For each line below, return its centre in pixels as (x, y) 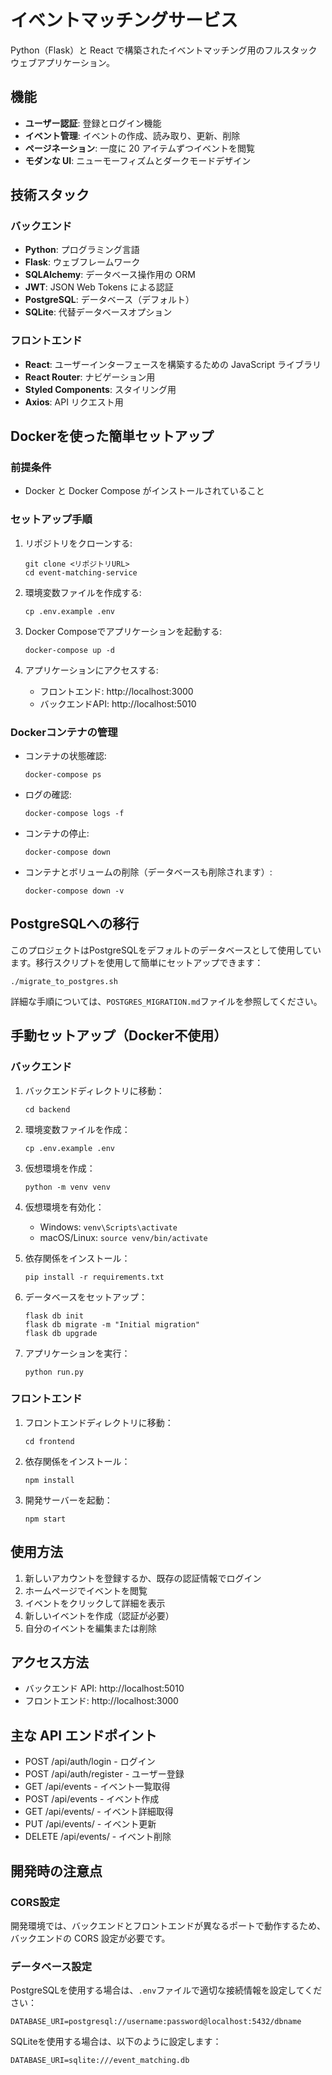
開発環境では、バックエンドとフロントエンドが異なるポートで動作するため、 (168, 1925)
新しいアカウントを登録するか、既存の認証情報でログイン (143, 1578)
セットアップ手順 (51, 519)
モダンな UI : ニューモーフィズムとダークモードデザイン (138, 160)
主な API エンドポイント (84, 1735)
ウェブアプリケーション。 (62, 62)
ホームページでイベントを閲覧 (86, 1590)
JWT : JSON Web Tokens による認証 (99, 287)
